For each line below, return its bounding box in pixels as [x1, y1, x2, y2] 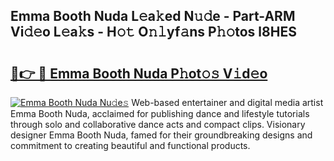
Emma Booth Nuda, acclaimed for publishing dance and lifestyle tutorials [10, 108, 310, 119]
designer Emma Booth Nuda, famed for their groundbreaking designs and [10, 129, 313, 141]
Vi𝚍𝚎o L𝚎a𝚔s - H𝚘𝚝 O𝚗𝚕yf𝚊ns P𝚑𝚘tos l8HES [10, 24, 297, 41]
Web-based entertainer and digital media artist [131, 97, 324, 108]
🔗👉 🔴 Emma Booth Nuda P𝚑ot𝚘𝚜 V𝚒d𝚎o [10, 65, 268, 82]
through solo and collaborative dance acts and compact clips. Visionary [10, 119, 306, 130]
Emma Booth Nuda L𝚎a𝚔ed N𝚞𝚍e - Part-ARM [10, 8, 296, 25]
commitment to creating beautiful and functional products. [10, 140, 251, 151]
